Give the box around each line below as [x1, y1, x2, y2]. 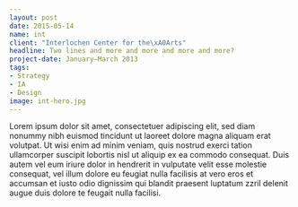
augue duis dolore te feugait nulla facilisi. [9, 187, 162, 198]
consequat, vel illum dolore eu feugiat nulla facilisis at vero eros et [9, 168, 254, 179]
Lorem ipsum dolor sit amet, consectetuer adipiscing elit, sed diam [9, 121, 256, 132]
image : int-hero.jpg [9, 96, 87, 106]
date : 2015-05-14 [9, 22, 74, 30]
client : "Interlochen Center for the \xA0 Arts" [9, 38, 187, 47]
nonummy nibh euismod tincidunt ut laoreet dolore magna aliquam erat [9, 131, 271, 142]
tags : [9, 64, 30, 73]
